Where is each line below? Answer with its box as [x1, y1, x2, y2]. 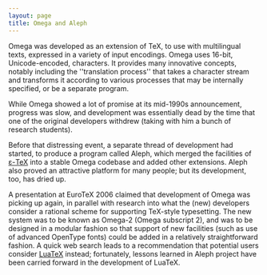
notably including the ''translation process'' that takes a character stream [8, 66, 249, 76]
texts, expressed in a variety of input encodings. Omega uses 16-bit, [8, 50, 233, 59]
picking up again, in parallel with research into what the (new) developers [8, 197, 250, 208]
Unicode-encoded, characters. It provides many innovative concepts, [8, 58, 237, 68]
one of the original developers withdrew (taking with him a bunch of [8, 116, 232, 126]
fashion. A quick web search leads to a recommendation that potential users [8, 241, 259, 250]
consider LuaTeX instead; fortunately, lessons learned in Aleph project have [8, 249, 257, 258]
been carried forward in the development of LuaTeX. [8, 257, 181, 267]
